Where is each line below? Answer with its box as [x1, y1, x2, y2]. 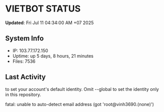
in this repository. [5, 91, 41, 97]
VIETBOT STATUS [5, 3, 81, 15]
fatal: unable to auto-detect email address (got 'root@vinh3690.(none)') [5, 101, 154, 107]
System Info [5, 34, 44, 43]
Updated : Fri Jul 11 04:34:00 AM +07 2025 [5, 20, 94, 26]
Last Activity [5, 73, 46, 81]
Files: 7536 [12, 58, 36, 64]
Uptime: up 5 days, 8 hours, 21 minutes [12, 53, 94, 59]
